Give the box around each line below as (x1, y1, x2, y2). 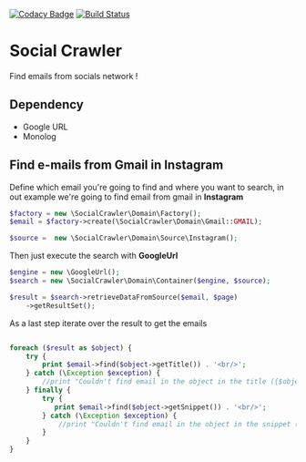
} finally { (25, 385, 71, 395)
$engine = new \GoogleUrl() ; (9, 268, 120, 277)
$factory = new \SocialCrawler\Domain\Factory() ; (9, 209, 202, 218)
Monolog (22, 130, 56, 141)
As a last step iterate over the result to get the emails (9, 317, 208, 328)
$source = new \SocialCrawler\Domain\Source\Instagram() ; (9, 233, 239, 243)
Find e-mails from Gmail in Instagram (9, 158, 224, 173)
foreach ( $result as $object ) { (9, 343, 132, 353)
